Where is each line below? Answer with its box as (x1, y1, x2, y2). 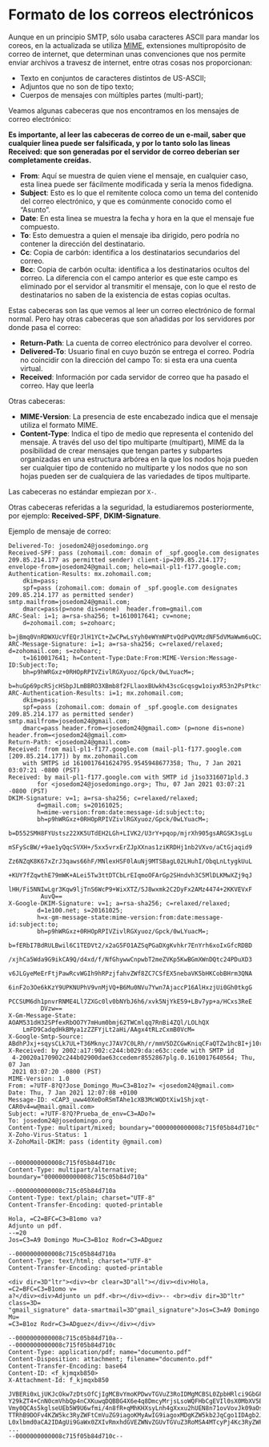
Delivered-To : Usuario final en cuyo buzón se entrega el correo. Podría (19, 346, 255, 356)
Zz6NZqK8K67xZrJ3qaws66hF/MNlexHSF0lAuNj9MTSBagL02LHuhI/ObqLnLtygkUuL (8, 857, 252, 865)
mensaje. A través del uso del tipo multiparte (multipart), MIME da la (19, 437, 245, 446)
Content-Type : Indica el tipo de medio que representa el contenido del (19, 429, 254, 438)
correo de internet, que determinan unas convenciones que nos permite (8, 49, 246, 58)
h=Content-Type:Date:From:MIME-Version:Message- (72, 654, 239, 662)
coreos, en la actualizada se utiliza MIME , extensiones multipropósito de (8, 40, 247, 50)
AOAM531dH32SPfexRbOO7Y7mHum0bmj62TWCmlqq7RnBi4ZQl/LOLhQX (8, 1018, 210, 1026)
